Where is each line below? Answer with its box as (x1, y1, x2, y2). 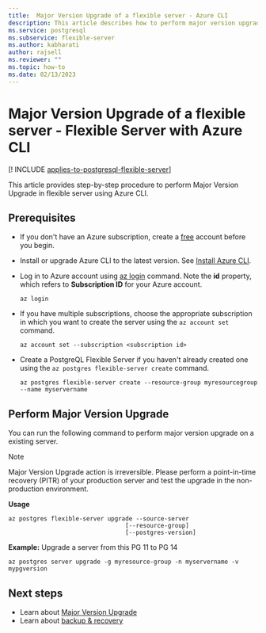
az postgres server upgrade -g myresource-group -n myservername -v (8, 558, 239, 566)
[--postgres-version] (125, 528, 196, 537)
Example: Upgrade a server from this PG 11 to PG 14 (8, 543, 178, 552)
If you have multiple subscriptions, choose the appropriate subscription (19, 309, 253, 318)
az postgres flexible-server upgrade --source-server (8, 515, 190, 523)
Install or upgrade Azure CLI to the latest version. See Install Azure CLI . (19, 256, 252, 265)
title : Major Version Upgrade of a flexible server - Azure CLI (8, 11, 228, 20)
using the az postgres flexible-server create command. (19, 364, 210, 373)
